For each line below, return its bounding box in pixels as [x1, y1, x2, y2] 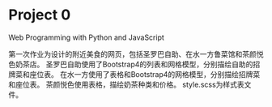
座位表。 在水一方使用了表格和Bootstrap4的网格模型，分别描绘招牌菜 [29, 69, 261, 79]
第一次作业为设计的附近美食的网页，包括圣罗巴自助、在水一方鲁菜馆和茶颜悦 [8, 49, 264, 58]
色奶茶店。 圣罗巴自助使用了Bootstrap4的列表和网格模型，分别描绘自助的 [8, 59, 253, 69]
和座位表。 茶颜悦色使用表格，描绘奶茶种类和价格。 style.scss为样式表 [8, 79, 244, 89]
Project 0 [8, 6, 71, 24]
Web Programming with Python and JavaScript [8, 32, 164, 42]
